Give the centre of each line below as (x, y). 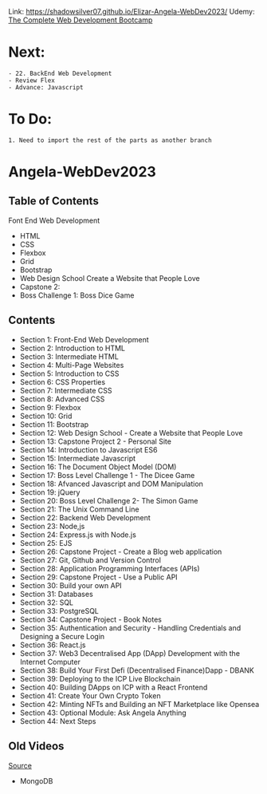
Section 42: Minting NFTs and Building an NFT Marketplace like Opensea (139, 704)
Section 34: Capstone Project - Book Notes (90, 619)
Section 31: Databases (56, 594)
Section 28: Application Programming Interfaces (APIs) (110, 568)
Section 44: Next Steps (58, 721)
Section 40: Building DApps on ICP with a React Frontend (114, 687)
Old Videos (36, 747)
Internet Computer (50, 662)
